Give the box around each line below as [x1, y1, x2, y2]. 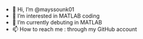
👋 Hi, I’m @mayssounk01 [12, 6, 75, 13]
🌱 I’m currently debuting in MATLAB [12, 19, 103, 26]
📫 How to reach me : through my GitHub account [12, 26, 137, 33]
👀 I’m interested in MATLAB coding [12, 12, 100, 19]
